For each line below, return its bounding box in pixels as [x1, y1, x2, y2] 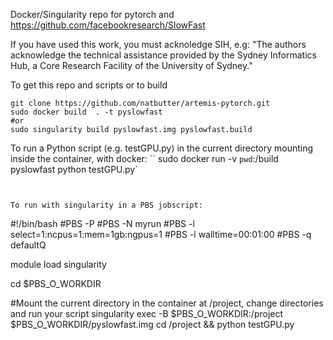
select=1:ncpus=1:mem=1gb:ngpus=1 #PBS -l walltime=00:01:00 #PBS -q [10, 229, 312, 240]
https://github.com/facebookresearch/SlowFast [10, 19, 206, 31]
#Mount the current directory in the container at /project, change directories [10, 297, 324, 309]
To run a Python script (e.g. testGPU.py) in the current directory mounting [10, 142, 314, 154]
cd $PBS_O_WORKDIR [10, 278, 102, 289]
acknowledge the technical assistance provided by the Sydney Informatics [10, 49, 317, 61]
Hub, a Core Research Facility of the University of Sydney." [10, 60, 253, 71]
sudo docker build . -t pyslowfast [10, 107, 163, 117]
